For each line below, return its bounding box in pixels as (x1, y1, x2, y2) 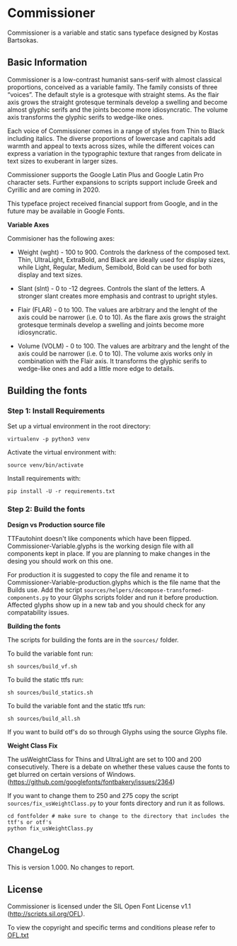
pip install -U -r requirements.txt (7, 488, 115, 495)
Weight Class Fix (7, 741, 58, 750)
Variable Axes (7, 220, 50, 229)
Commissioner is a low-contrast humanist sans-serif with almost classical (7, 75, 222, 84)
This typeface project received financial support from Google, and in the (7, 199, 218, 207)
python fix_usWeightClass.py (7, 825, 93, 832)
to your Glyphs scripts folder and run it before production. (50, 593, 219, 601)
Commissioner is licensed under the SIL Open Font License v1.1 (7, 902, 191, 911)
